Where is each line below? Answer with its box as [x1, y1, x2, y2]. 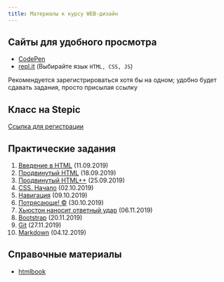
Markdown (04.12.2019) [18, 229, 86, 237]
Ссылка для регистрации [8, 122, 84, 130]
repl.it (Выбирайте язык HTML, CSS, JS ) [18, 62, 133, 71]
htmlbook [18, 267, 46, 276]
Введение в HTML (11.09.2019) [18, 161, 109, 170]
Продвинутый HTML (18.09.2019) [18, 169, 117, 177]
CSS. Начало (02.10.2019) [18, 184, 94, 192]
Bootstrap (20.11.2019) [18, 213, 83, 222]
